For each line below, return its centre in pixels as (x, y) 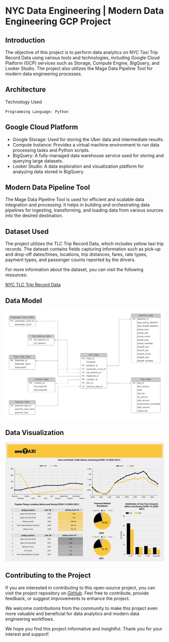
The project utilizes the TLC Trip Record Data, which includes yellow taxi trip (84, 244)
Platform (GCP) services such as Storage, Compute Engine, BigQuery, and (82, 63)
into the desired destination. (34, 216)
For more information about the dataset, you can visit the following (74, 270)
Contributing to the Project (48, 576)
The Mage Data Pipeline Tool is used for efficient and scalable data (75, 200)
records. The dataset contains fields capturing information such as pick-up (83, 249)
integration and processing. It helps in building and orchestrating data (77, 205)
